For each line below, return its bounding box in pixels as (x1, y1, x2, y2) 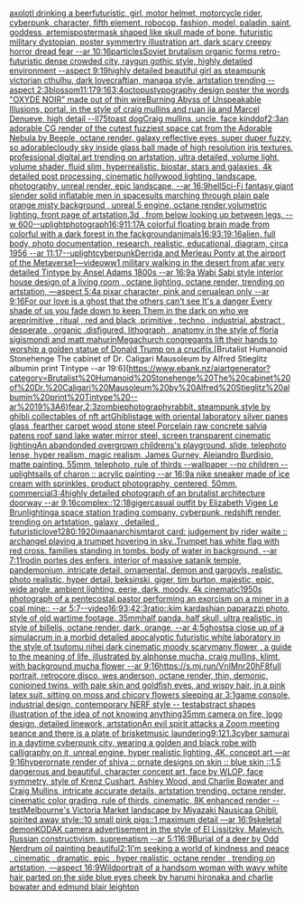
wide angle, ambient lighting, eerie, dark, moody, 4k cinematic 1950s (9, 584, 263, 595)
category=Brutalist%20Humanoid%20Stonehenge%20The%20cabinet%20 (9, 372, 291, 383)
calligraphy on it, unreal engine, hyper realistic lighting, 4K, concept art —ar (9, 747, 290, 757)
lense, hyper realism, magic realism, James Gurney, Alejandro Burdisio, (9, 449, 274, 460)
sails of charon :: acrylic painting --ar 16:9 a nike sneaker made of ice (34, 469, 290, 479)
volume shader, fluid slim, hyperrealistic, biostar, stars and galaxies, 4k (9, 162, 273, 172)
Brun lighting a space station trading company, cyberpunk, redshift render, (9, 507, 282, 518)
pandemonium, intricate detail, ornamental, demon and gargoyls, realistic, (9, 565, 284, 575)
